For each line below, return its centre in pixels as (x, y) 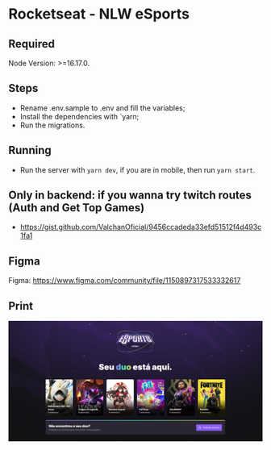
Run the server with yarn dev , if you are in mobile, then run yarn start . (138, 169)
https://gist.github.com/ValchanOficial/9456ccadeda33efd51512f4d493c (141, 227)
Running (30, 150)
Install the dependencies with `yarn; (79, 116)
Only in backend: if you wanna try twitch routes (130, 196)
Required (31, 44)
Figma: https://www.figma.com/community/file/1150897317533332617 (125, 281)
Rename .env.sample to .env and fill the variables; (102, 108)
